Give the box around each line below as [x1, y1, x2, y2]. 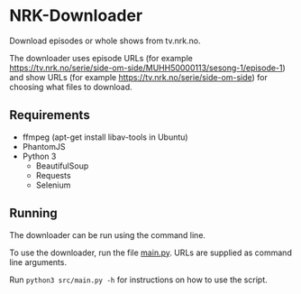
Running [9, 206, 59, 221]
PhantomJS [22, 141, 66, 152]
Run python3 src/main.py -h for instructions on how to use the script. [9, 274, 268, 285]
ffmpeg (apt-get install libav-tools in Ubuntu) [22, 132, 188, 142]
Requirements [9, 107, 90, 123]
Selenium [35, 179, 71, 190]
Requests [35, 170, 71, 180]
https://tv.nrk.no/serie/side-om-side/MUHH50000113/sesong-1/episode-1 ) [9, 62, 286, 73]
